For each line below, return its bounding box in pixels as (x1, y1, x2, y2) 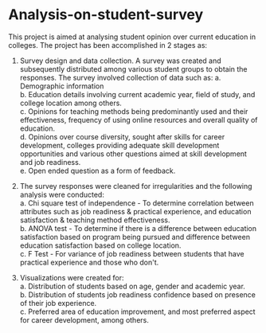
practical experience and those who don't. (19, 257, 159, 267)
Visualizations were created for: (19, 272, 124, 282)
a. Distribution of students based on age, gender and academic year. (19, 281, 245, 291)
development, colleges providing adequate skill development (19, 140, 220, 150)
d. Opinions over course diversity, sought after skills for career (19, 131, 225, 141)
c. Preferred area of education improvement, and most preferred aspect (19, 307, 256, 316)
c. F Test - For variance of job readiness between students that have (19, 249, 244, 258)
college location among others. (19, 98, 122, 108)
